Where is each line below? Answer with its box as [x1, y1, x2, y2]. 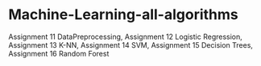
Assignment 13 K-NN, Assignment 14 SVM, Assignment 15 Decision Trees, [8, 40, 254, 49]
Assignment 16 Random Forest [8, 49, 110, 58]
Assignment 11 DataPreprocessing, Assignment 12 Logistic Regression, [8, 32, 243, 41]
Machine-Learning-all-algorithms [8, 6, 239, 24]
